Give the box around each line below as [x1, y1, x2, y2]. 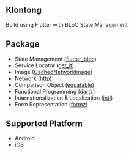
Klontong [6, 5, 42, 15]
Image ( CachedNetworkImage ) [14, 68, 93, 75]
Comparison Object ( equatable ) [14, 81, 94, 88]
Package [6, 39, 40, 50]
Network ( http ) [14, 75, 53, 82]
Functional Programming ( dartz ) [14, 88, 95, 95]
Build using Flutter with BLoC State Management [6, 21, 128, 28]
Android [14, 135, 35, 142]
